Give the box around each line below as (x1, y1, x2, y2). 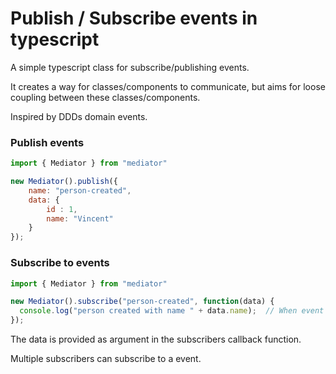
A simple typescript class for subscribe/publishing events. (10, 61, 250, 73)
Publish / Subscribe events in (10, 7, 258, 30)
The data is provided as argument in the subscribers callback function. (10, 333, 302, 346)
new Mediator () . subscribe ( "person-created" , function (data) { (10, 297, 275, 307)
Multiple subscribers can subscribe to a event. (10, 353, 202, 365)
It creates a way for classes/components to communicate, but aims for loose (10, 80, 326, 92)
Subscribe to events (10, 256, 110, 270)
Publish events (10, 135, 85, 149)
